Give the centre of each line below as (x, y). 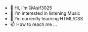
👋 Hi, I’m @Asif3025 (31, 8)
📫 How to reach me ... (33, 24)
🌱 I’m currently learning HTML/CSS (47, 19)
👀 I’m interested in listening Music (45, 13)
